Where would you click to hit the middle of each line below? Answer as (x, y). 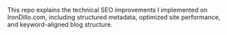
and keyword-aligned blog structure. (60, 24)
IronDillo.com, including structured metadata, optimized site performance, (114, 17)
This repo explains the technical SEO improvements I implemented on (108, 10)
